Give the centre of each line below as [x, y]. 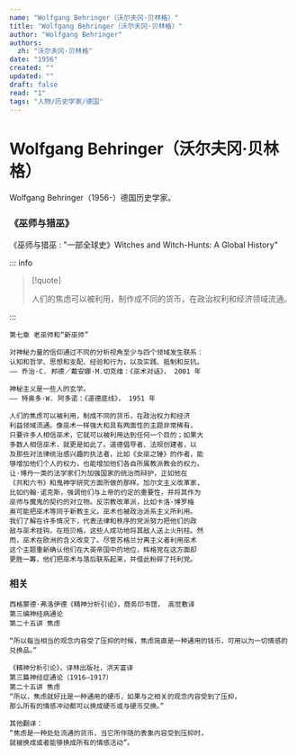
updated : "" [31, 76]
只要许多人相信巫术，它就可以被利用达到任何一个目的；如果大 [107, 435]
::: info [21, 263]
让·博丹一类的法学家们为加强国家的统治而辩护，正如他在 [99, 473]
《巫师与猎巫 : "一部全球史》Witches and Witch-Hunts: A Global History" [144, 245]
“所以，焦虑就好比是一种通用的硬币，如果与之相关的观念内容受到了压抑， [125, 697]
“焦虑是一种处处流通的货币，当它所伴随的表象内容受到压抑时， [108, 733]
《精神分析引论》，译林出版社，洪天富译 [71, 668]
